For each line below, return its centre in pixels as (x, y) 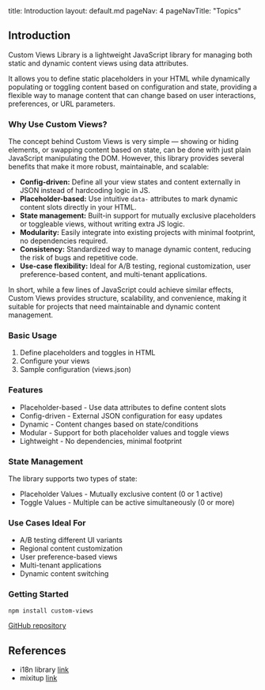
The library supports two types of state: (73, 479)
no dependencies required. (64, 241)
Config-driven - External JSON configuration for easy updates (121, 415)
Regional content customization (71, 548)
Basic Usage (33, 336)
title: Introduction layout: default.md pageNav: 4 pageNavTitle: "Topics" (125, 11)
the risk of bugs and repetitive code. (79, 258)
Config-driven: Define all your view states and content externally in (130, 182)
